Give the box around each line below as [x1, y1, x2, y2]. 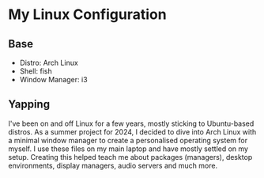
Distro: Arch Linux [19, 58, 79, 67]
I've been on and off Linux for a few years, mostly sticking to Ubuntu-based [8, 119, 255, 128]
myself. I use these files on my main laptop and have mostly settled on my [8, 144, 249, 153]
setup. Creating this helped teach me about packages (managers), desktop [8, 152, 253, 161]
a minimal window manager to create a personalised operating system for [8, 135, 248, 145]
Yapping [8, 97, 50, 112]
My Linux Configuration [8, 6, 168, 24]
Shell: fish [19, 66, 53, 76]
